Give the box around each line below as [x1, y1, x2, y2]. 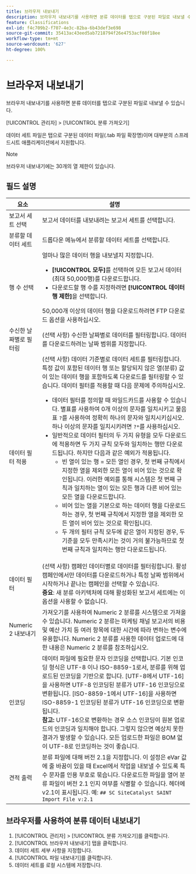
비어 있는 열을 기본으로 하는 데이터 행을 [62, 501, 163, 509]
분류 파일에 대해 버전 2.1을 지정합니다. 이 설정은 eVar [41, 753, 180, 761]
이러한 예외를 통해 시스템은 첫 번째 [86, 475, 175, 483]
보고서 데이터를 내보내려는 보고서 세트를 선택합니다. [41, 216, 176, 224]
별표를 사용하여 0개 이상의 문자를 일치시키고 [60, 405, 174, 413]
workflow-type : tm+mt [6, 36, 59, 42]
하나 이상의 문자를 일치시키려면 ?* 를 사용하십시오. [52, 422, 181, 430]
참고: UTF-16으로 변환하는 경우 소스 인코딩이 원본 [41, 715, 173, 724]
